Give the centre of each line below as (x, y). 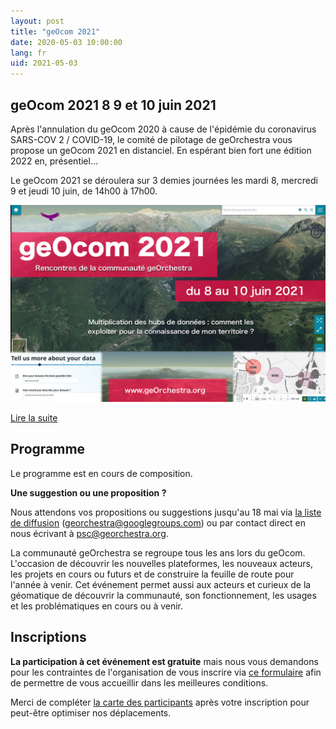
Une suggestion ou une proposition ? (88, 492)
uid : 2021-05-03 (44, 63)
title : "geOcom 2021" (55, 31)
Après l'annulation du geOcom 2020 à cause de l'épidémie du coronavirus (163, 129)
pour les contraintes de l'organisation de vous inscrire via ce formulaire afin (166, 672)
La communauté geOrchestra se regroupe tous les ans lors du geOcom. (158, 552)
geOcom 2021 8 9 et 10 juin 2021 (113, 105)
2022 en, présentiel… (54, 161)
